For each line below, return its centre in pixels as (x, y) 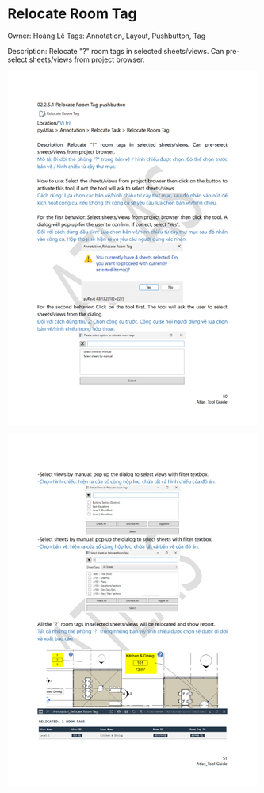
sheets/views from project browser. (87, 59)
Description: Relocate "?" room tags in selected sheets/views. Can (116, 51)
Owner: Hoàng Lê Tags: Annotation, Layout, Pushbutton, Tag (107, 36)
